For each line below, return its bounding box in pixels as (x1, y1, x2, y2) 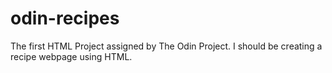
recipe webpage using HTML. (10, 50, 133, 62)
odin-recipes (10, 7, 120, 30)
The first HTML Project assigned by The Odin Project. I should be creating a (10, 40, 323, 52)
